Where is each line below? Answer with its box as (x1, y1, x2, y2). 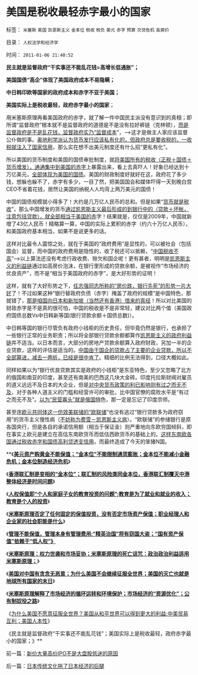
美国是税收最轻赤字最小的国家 (6, 5, 151, 19)
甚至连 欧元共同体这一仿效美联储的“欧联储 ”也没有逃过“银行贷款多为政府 (6, 408, 179, 415)
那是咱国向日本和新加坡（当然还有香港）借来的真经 (27, 296, 151, 304)
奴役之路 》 (16, 597, 40, 604)
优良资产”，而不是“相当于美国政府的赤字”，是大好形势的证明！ (6, 269, 158, 276)
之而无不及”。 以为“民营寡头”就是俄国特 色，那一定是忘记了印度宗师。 (6, 396, 173, 403)
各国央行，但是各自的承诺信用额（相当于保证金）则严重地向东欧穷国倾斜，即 (6, 423, 192, 430)
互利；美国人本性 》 (6, 617, 53, 624)
